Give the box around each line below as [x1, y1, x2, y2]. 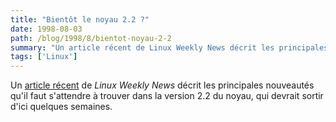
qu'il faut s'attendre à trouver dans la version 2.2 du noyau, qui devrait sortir [10, 90, 324, 102]
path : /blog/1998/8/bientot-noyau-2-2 [10, 33, 172, 43]
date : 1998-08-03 [10, 24, 83, 34]
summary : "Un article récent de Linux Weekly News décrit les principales [10, 42, 329, 53]
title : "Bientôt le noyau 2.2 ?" [10, 14, 150, 25]
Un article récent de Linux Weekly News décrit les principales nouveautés [10, 79, 315, 91]
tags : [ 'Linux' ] [10, 52, 78, 62]
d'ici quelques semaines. [10, 101, 113, 113]
